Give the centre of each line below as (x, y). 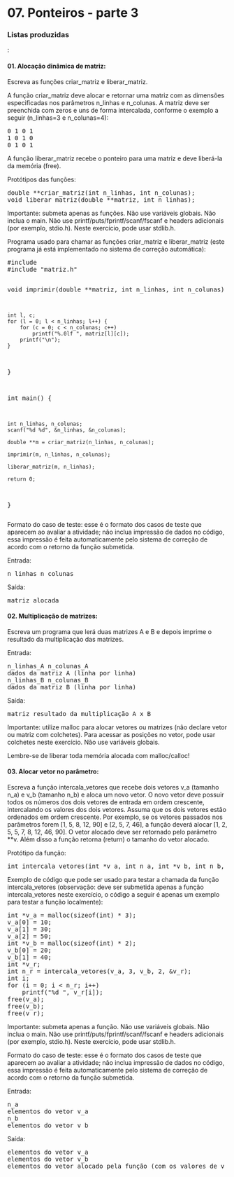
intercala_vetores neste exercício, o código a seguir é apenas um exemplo (114, 895)
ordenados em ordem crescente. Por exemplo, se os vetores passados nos (115, 817)
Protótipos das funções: (42, 179)
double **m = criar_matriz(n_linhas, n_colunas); (81, 442)
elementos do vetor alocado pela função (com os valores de (112, 1166)
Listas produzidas (38, 35)
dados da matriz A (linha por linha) (72, 673)
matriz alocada (33, 600)
